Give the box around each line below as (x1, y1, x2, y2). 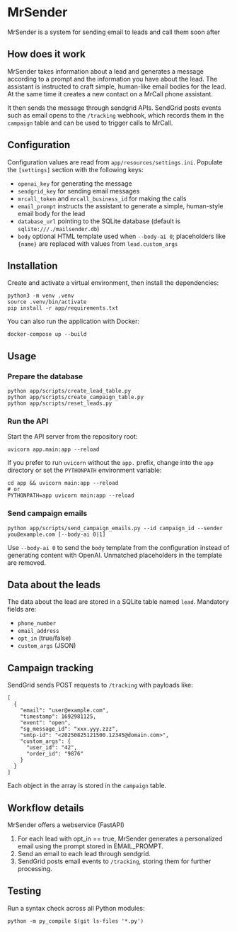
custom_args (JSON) (17, 641, 76, 650)
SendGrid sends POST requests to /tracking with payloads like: (7, 681, 193, 690)
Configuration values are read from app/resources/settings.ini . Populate (7, 157, 223, 167)
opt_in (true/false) (17, 634, 71, 642)
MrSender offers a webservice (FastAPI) (7, 821, 125, 829)
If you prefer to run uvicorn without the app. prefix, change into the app (7, 459, 214, 467)
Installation (7, 259, 58, 271)
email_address (17, 628, 59, 635)
